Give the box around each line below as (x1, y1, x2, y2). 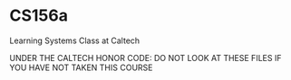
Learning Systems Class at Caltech (9, 35, 141, 46)
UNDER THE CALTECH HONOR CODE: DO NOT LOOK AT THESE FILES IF (9, 52, 282, 63)
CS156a (9, 5, 68, 26)
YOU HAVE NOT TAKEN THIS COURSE (9, 62, 153, 73)
